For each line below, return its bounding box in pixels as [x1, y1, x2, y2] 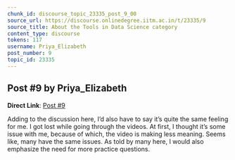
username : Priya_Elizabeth [7, 43, 87, 50]
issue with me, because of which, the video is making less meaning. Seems [7, 130, 227, 138]
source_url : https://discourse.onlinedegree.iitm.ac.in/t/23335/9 [7, 17, 206, 24]
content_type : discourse [7, 30, 80, 37]
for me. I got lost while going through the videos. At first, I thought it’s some [7, 122, 226, 130]
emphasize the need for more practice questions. [7, 144, 151, 153]
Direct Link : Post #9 [7, 101, 65, 109]
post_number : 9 [7, 50, 52, 57]
